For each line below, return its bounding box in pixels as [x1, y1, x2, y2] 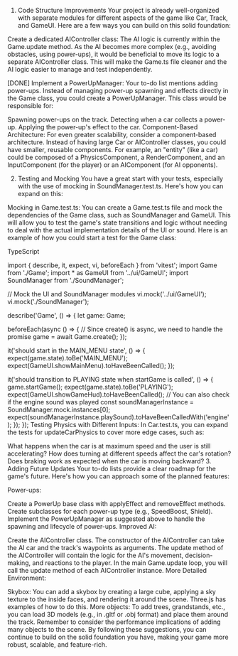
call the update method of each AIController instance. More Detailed [7, 566, 207, 574]
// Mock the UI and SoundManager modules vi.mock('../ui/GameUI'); [7, 290, 207, 298]
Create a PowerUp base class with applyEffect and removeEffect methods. [7, 500, 226, 507]
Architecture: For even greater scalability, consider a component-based [7, 131, 217, 139]
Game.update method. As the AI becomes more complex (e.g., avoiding [7, 43, 217, 50]
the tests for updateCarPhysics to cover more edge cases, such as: [7, 428, 205, 436]
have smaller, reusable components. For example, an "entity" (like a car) [7, 146, 218, 154]
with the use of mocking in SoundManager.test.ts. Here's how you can [17, 182, 224, 190]
